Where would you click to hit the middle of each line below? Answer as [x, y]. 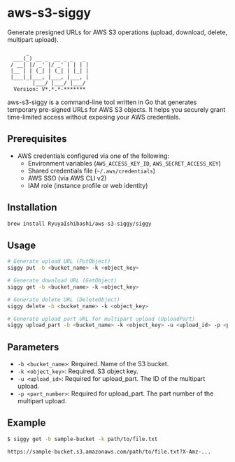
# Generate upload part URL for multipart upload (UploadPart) [101, 319]
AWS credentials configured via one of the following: [93, 156]
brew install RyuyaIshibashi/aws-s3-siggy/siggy [79, 224]
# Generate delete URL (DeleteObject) [64, 299]
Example [27, 423]
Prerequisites [37, 139]
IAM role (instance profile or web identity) [88, 185]
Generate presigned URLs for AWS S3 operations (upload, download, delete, [117, 32]
